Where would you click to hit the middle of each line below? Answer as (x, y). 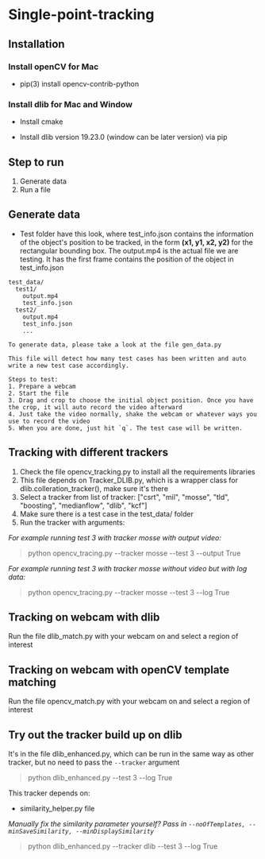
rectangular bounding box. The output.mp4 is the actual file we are (129, 250)
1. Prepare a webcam (42, 386)
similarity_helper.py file (57, 809)
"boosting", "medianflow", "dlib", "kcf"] (83, 505)
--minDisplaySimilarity (115, 832)
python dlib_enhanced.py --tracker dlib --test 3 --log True (123, 846)
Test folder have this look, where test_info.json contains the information (136, 234)
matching (33, 682)
